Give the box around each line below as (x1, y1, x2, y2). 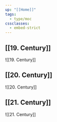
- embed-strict (9, 26, 41, 30)
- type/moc (9, 16, 32, 21)
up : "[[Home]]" (5, 7, 36, 12)
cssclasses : (5, 21, 29, 26)
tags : (5, 12, 16, 17)
